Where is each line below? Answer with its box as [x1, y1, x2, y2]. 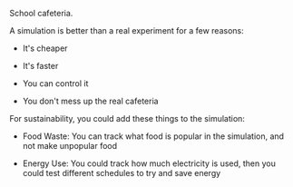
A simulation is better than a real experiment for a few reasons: [9, 25, 245, 35]
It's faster [22, 61, 59, 71]
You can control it [22, 78, 89, 89]
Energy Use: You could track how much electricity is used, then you [22, 158, 277, 169]
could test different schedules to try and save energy [22, 168, 221, 178]
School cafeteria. [9, 8, 73, 18]
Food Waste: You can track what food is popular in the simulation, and [22, 131, 284, 142]
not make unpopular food [22, 141, 118, 151]
